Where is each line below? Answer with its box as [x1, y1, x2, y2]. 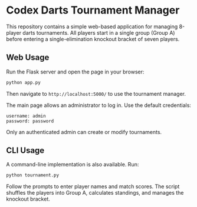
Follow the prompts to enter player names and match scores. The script [6, 183, 180, 190]
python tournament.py [6, 172, 60, 178]
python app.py [6, 79, 41, 85]
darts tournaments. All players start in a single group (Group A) [22, 29, 175, 36]
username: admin [6, 113, 46, 119]
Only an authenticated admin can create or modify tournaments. [6, 128, 162, 135]
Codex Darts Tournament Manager [6, 4, 180, 17]
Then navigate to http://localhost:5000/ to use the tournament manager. [6, 90, 186, 97]
